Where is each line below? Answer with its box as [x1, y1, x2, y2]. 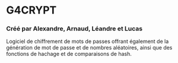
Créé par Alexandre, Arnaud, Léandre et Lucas [6, 25, 143, 33]
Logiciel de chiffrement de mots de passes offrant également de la [6, 38, 169, 45]
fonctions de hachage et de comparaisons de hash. [6, 51, 132, 58]
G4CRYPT [6, 4, 57, 17]
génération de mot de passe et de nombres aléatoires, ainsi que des [6, 44, 173, 51]
